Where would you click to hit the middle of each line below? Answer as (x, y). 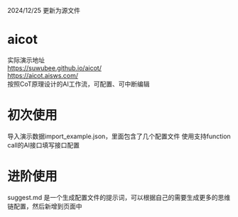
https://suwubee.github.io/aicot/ (54, 68)
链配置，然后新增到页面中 (45, 206)
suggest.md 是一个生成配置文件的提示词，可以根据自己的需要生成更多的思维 (119, 197)
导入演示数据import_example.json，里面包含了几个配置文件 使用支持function (119, 136)
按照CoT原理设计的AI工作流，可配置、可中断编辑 (79, 84)
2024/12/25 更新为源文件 (44, 10)
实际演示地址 (26, 60)
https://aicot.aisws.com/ (43, 75)
